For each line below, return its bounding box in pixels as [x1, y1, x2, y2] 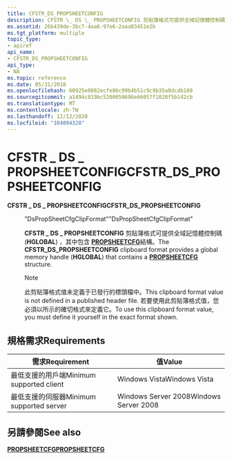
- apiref [7, 42, 32, 49]
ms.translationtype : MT [7, 100, 76, 107]
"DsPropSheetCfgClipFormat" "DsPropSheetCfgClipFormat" [24, 215, 193, 223]
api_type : [7, 62, 36, 68]
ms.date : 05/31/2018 [7, 81, 67, 88]
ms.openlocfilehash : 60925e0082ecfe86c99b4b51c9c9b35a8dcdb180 [7, 87, 193, 94]
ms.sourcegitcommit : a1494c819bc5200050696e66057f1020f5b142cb [7, 94, 193, 101]
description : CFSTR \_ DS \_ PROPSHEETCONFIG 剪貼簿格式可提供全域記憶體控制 [7, 17, 221, 24]
